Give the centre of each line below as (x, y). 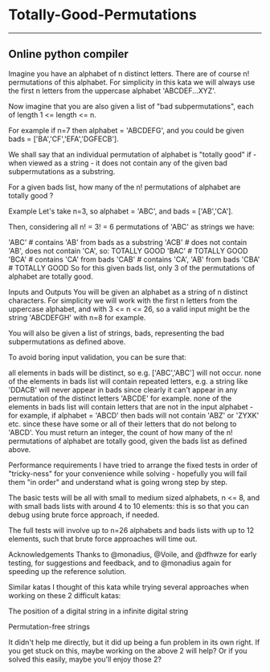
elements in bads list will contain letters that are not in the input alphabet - (131, 406)
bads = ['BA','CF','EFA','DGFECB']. (63, 139)
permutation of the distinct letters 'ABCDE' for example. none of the (120, 398)
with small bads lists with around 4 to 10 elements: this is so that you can (129, 506)
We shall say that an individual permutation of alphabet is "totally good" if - (133, 154)
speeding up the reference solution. (67, 571)
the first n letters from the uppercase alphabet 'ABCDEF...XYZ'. (112, 91)
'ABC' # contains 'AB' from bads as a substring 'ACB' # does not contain (128, 242)
